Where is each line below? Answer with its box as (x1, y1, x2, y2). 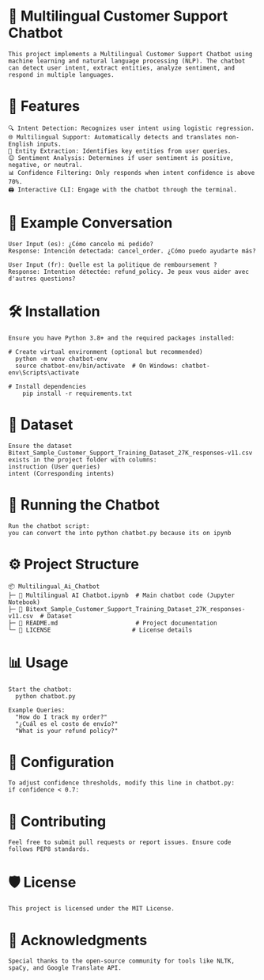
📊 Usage (8, 653, 69, 671)
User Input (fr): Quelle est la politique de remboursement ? (8, 260, 217, 268)
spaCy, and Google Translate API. (8, 964, 123, 972)
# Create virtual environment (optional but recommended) (8, 348, 203, 355)
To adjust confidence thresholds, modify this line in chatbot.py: (8, 779, 236, 787)
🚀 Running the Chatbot (8, 496, 160, 514)
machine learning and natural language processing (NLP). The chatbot (8, 57, 246, 65)
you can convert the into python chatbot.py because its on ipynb (8, 529, 232, 537)
